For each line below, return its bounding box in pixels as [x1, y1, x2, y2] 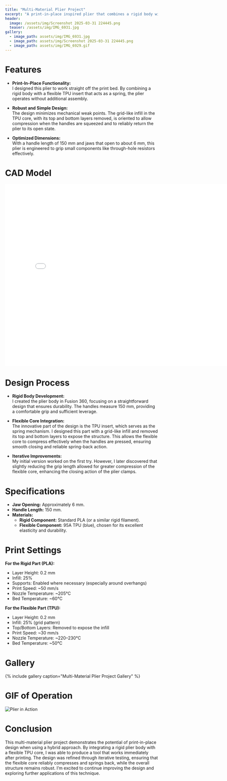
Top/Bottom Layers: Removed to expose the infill [12, 625, 110, 631]
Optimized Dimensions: [12, 135, 61, 141]
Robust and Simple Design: [12, 105, 68, 111]
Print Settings [5, 544, 62, 555]
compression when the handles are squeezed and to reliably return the [12, 120, 154, 126]
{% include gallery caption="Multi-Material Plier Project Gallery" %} [5, 673, 141, 679]
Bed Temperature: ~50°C [12, 640, 63, 646]
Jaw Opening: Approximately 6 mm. [12, 502, 85, 507]
